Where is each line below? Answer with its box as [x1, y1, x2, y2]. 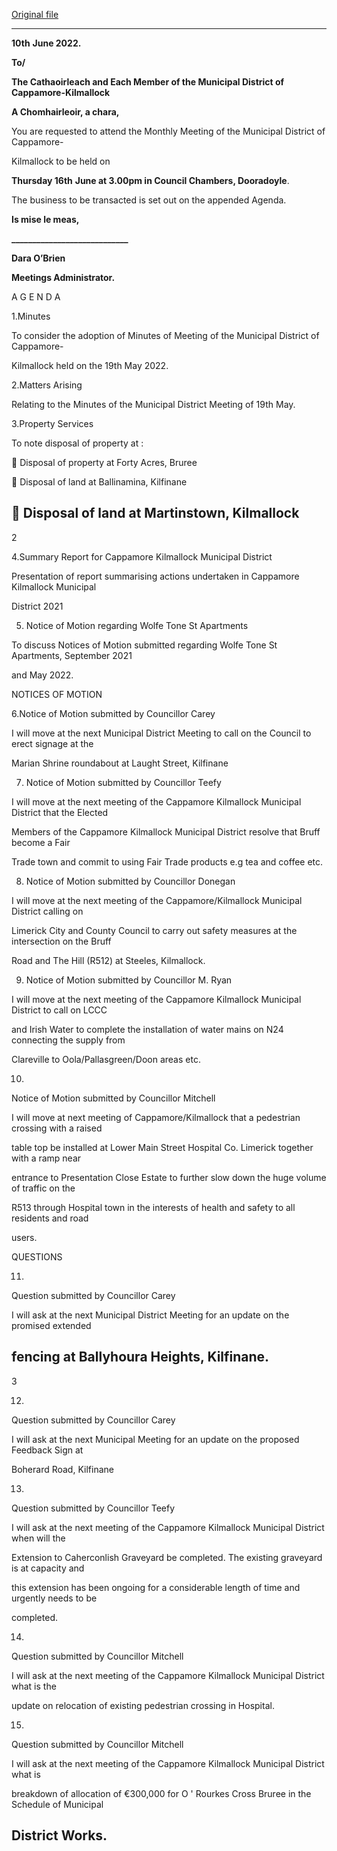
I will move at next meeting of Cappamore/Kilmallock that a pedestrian [11, 1111, 301, 1123]
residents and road [11, 1212, 89, 1224]
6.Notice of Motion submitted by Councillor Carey [11, 707, 216, 719]
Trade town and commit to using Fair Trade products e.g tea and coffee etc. [11, 855, 324, 868]
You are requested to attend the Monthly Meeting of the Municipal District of [11, 125, 326, 137]
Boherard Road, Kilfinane [11, 1463, 114, 1475]
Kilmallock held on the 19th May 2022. [11, 360, 169, 371]
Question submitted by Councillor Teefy [11, 1502, 176, 1514]
